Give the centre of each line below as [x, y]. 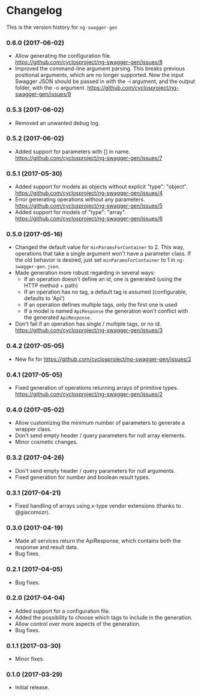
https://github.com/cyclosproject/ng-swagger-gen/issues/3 [89, 330]
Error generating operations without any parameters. [80, 200]
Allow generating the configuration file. [63, 56]
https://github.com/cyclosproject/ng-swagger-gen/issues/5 [89, 206]
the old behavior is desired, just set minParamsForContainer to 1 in [95, 260]
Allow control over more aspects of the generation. [78, 624]
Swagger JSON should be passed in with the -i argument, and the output [105, 81]
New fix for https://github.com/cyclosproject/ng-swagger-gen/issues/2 [103, 359]
